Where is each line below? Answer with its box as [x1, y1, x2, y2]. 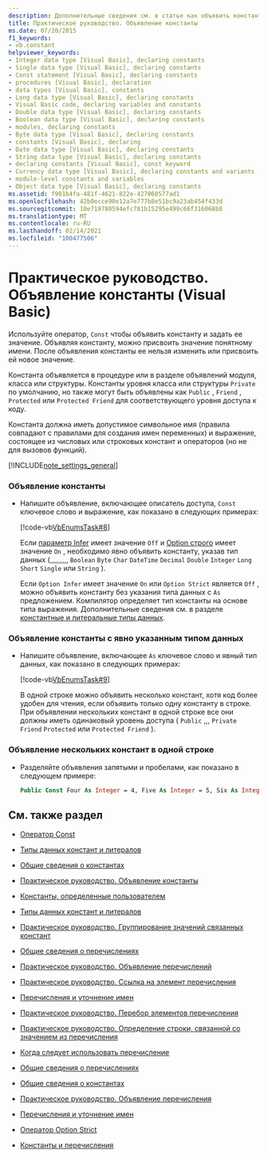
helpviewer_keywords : [8, 49, 81, 57]
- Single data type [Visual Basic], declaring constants [8, 64, 202, 72]
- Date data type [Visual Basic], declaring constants [8, 145, 195, 153]
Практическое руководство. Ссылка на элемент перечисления [19, 978, 237, 987]
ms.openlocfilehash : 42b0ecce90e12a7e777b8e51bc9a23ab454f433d [8, 197, 223, 205]
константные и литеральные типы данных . [19, 613, 166, 623]
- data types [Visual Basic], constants [8, 85, 145, 94]
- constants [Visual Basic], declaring [8, 137, 141, 146]
